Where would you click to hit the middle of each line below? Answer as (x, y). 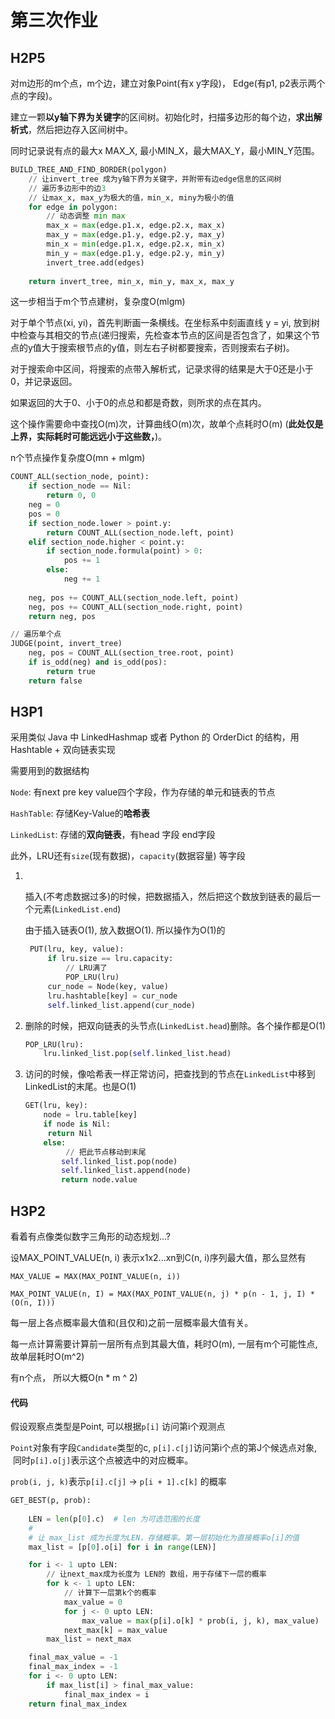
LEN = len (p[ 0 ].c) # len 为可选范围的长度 (114, 1519)
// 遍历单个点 (36, 634)
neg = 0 (44, 505)
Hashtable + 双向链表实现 (63, 750)
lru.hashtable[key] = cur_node (112, 996)
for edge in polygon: (73, 207)
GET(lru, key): (56, 1106)
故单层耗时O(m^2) (47, 1356)
